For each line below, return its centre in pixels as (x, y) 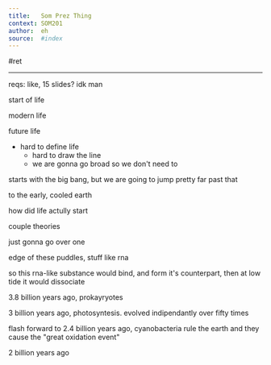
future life (25, 131)
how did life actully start (48, 211)
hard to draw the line (67, 156)
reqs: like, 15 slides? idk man (56, 85)
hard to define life (49, 147)
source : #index (35, 38)
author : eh (28, 31)
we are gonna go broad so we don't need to (105, 164)
